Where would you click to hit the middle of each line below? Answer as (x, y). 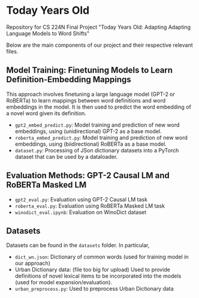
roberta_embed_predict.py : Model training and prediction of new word (101, 137)
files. (12, 51)
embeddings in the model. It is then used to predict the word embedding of (99, 107)
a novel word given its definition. (46, 113)
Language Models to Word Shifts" (48, 33)
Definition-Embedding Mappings (69, 79)
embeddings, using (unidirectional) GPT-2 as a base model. (88, 131)
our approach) (33, 263)
